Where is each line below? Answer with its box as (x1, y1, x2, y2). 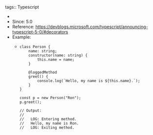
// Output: (19, 108, 42, 113)
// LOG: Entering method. (19, 117, 77, 121)
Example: (12, 34, 31, 40)
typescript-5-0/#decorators (12, 29, 68, 34)
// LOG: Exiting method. (19, 125, 75, 130)
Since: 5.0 (12, 19, 33, 24)
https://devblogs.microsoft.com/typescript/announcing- (35, 24, 148, 30)
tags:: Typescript (5, 4, 39, 10)
